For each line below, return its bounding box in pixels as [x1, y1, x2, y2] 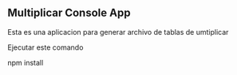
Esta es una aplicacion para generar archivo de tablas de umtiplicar [7, 27, 229, 36]
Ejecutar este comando [7, 43, 84, 52]
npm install [7, 58, 44, 67]
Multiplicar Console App [7, 6, 131, 20]
